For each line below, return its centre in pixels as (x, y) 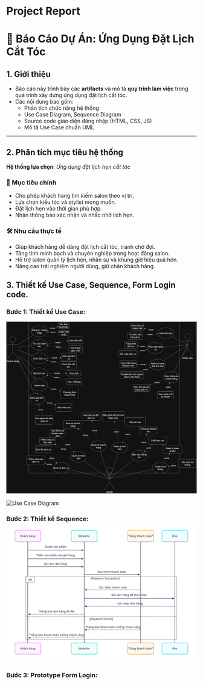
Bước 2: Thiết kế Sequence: (47, 519)
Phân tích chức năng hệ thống (62, 108)
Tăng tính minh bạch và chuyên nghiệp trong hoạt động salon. (92, 253)
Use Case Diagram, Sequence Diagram (73, 115)
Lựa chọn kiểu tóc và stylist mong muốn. (66, 202)
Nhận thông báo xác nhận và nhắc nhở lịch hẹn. (75, 215)
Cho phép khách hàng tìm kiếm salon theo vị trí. (74, 196)
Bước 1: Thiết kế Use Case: (46, 312)
